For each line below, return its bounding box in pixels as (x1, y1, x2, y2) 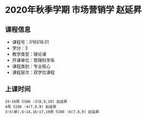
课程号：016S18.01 (12, 39, 49, 45)
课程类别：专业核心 (12, 64, 51, 69)
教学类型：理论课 (12, 51, 47, 57)
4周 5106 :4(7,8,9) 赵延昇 (5, 104, 57, 109)
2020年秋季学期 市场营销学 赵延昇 (5, 4, 142, 16)
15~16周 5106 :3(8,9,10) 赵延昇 (5, 99, 68, 104)
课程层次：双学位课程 (12, 69, 55, 75)
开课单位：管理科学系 (12, 57, 55, 63)
